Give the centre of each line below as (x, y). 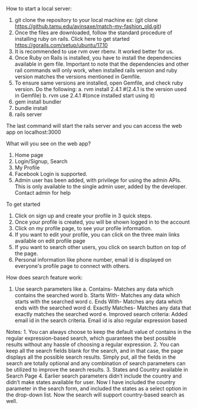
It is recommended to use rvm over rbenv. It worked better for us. (94, 51)
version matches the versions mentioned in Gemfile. (78, 77)
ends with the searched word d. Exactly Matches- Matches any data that (103, 308)
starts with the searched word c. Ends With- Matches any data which (98, 302)
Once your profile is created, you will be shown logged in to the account (102, 222)
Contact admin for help (42, 193)
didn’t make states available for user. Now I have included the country (91, 382)
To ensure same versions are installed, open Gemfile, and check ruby (99, 83)
